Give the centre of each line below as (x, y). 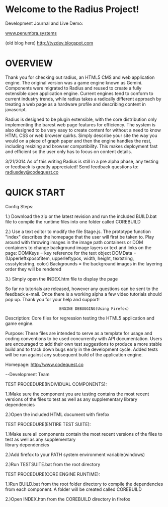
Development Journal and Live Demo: (44, 23)
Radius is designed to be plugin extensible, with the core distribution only (81, 119)
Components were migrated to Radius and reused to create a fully (73, 88)
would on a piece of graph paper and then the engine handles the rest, (78, 141)
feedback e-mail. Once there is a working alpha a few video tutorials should (83, 294)
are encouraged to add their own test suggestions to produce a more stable (83, 344)
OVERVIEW (29, 63)
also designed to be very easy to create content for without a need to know (83, 130)
